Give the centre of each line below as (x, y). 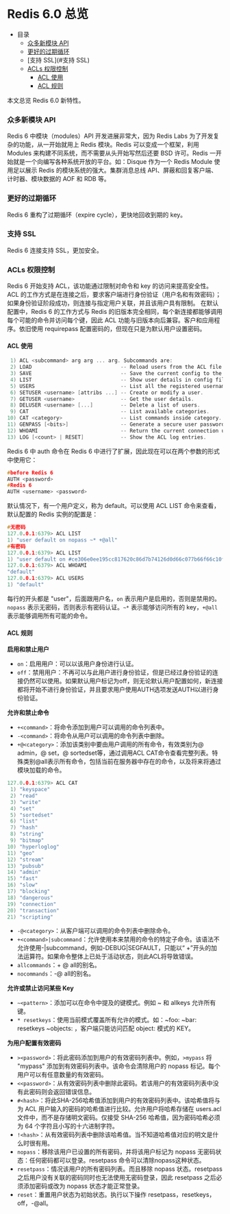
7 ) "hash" (24, 828)
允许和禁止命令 (28, 713)
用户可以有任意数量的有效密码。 (62, 1075)
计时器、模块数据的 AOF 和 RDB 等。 (59, 179)
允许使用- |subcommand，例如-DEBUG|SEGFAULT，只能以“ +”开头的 (114, 948)
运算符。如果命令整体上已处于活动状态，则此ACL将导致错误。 (110, 956)
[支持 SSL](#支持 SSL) (59, 60)
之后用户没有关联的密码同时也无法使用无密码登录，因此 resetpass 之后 (117, 1178)
